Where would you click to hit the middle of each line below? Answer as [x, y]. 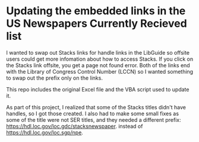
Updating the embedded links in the [96, 11]
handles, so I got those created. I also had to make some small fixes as [93, 113]
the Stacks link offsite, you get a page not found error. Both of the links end [98, 65]
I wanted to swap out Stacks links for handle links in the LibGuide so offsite [98, 52]
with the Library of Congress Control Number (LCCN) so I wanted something [100, 71]
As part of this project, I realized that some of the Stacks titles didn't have [96, 107]
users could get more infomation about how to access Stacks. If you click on [100, 59]
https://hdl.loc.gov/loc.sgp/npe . [45, 132]
